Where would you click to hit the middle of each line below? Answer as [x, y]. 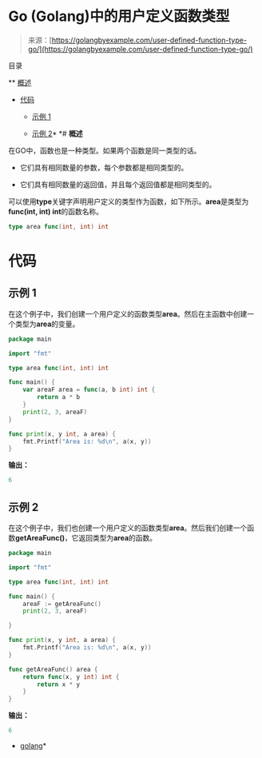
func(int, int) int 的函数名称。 [56, 211]
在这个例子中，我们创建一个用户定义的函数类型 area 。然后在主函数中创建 [128, 313]
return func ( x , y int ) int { [71, 676]
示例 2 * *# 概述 [57, 134]
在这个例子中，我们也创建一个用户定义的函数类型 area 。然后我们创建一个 [128, 528]
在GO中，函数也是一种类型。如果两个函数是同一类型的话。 [105, 150]
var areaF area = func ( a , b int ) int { [89, 390]
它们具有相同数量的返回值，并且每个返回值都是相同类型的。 [118, 184]
